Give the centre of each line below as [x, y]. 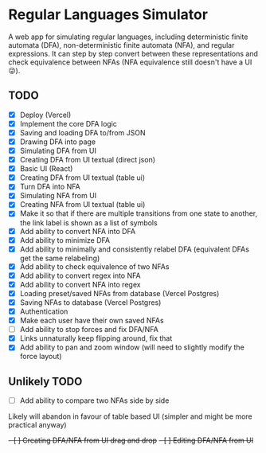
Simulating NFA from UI [58, 196]
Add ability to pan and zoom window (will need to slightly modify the [132, 347]
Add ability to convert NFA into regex [80, 284]
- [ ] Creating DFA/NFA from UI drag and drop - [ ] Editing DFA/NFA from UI [131, 440]
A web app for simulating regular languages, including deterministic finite [128, 37]
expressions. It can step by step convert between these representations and [133, 53]
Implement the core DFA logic [68, 123]
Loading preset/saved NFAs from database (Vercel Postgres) [119, 293]
